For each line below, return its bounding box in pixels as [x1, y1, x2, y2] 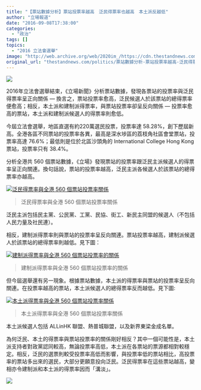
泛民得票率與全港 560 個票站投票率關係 [20, 198, 118, 205]
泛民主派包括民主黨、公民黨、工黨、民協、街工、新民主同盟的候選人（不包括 [6, 211, 195, 218]
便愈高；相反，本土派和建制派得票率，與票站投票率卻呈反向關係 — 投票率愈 [6, 102, 193, 110]
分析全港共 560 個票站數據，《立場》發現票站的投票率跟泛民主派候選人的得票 [6, 158, 194, 165]
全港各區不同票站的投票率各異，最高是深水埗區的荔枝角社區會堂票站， [16, 130, 190, 137]
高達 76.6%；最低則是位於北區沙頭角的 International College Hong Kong [16, 137, 194, 144]
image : [6, 53, 23, 59]
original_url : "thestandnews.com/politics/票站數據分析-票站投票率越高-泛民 [6, 59, 188, 65]
